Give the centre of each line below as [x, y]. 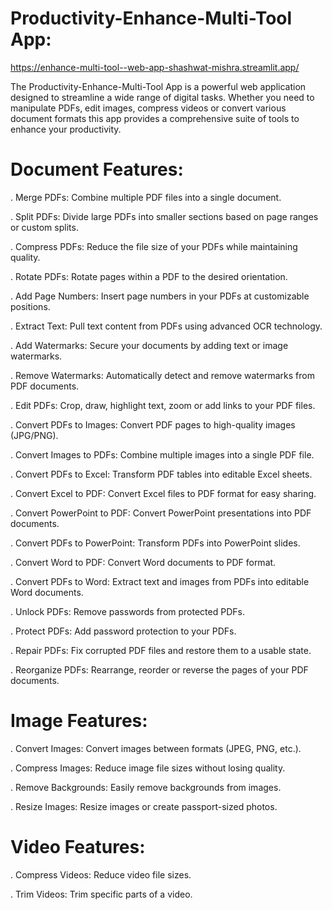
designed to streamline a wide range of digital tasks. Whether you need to [162, 97]
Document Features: [97, 169]
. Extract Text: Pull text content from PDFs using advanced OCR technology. [166, 326]
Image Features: [79, 721]
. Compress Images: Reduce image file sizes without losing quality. [148, 768]
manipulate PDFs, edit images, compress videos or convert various [148, 108]
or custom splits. [44, 227]
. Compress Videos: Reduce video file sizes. [101, 874]
